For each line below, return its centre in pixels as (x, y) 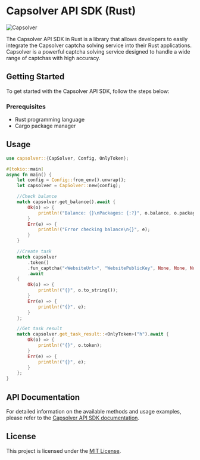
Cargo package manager (45, 126)
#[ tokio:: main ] (25, 169)
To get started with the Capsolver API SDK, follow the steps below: (88, 91)
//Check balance (37, 197)
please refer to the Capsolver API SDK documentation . (73, 418)
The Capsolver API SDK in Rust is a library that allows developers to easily (97, 39)
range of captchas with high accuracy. (53, 58)
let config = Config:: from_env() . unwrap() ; (72, 180)
